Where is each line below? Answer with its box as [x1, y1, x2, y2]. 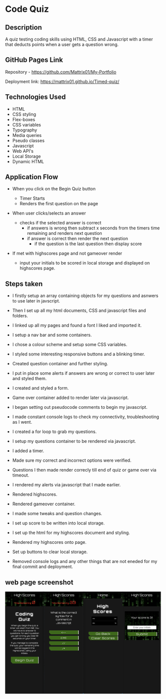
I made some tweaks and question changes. [12, 511, 102, 517]
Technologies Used [5, 93, 66, 101]
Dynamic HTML [12, 158, 44, 164]
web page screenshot [5, 578, 74, 586]
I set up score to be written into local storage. [12, 520, 105, 526]
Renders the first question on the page [19, 201, 98, 207]
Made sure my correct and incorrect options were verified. [12, 457, 132, 463]
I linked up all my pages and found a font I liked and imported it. [12, 322, 142, 328]
